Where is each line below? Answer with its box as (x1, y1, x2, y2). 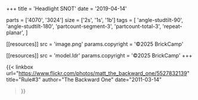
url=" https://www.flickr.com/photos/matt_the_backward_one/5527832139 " (6, 70, 190, 76)
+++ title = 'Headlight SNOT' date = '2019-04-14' (6, 5, 127, 12)
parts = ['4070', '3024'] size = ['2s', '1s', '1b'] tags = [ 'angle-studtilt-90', (6, 17, 184, 23)
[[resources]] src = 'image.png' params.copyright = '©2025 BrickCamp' (6, 41, 184, 47)
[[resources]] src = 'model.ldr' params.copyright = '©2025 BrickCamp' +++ (6, 52, 193, 59)
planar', (6, 29, 25, 36)
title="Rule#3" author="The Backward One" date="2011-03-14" (6, 76, 162, 83)
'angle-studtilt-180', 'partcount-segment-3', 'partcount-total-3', (6, 23, 162, 30)
